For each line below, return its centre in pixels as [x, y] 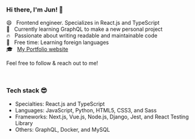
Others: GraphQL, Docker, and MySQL [62, 129]
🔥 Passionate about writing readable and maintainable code [82, 36]
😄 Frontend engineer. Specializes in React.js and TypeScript [83, 23]
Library [24, 123]
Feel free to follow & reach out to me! [52, 63]
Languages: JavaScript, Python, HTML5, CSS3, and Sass [86, 110]
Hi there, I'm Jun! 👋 [35, 10]
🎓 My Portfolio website [37, 49]
